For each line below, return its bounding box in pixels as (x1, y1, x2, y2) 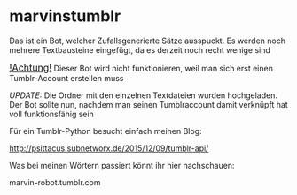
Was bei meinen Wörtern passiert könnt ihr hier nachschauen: (9, 160, 235, 170)
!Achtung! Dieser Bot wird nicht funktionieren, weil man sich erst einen (9, 62, 273, 74)
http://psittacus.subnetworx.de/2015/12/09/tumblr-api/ (9, 143, 209, 154)
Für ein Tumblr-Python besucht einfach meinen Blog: (9, 125, 202, 136)
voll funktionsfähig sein (9, 109, 95, 119)
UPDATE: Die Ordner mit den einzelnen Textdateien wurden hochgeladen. (9, 90, 277, 101)
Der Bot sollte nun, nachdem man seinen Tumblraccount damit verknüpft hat (9, 99, 288, 109)
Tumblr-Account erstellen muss (9, 72, 124, 83)
